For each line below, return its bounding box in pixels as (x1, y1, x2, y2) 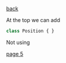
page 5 (6, 50, 24, 57)
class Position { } (6, 28, 55, 34)
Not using (6, 39, 30, 46)
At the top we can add (6, 17, 61, 23)
